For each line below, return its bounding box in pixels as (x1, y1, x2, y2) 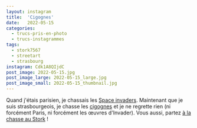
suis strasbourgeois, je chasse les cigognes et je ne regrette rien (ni (6, 103, 171, 110)
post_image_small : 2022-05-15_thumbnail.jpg (6, 81, 117, 87)
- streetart (11, 53, 41, 59)
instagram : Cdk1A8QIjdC (6, 63, 65, 70)
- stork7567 (11, 47, 41, 53)
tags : (6, 42, 19, 48)
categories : (6, 25, 35, 31)
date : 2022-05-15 (6, 20, 54, 25)
